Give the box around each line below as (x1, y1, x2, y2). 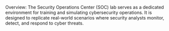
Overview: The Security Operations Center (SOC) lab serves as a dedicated (5, 4, 164, 10)
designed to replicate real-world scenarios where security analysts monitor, (5, 15, 164, 20)
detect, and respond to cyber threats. (5, 20, 84, 26)
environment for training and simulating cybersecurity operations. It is (5, 9, 152, 15)
